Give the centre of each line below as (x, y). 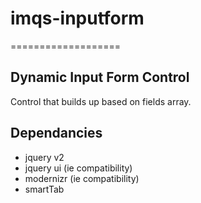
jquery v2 (44, 157)
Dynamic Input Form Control (100, 77)
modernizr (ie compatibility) (82, 178)
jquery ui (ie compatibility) (78, 168)
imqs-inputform (77, 18)
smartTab (44, 189)
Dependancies (56, 133)
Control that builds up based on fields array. (101, 101)
